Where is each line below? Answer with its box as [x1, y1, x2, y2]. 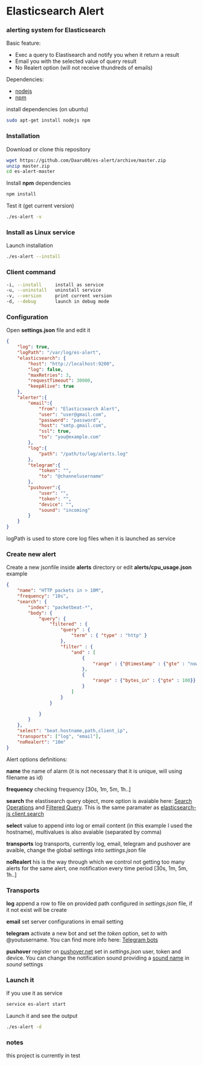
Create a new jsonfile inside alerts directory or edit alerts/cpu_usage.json [6, 564, 192, 571]
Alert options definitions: [6, 755, 68, 763]
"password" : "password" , [38, 417, 101, 423]
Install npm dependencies [6, 180, 71, 187]
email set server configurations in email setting [6, 918, 124, 925]
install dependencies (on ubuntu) [6, 106, 89, 113]
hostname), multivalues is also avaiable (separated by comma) [6, 828, 162, 836]
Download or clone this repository [6, 145, 91, 152]
